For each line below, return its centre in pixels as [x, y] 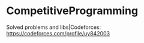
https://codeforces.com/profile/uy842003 [58, 33]
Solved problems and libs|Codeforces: [54, 27]
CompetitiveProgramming [72, 11]
